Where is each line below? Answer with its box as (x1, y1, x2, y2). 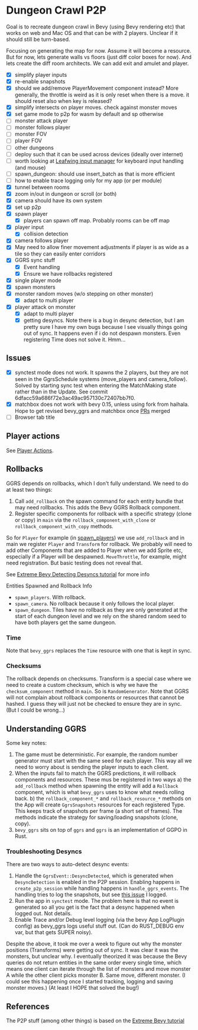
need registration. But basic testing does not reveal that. (6, 559, 143, 566)
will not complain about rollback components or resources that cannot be (6, 694, 184, 701)
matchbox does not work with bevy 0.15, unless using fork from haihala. (14, 401, 189, 408)
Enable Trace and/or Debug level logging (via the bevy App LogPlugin (14, 916, 185, 924)
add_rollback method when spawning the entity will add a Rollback (14, 782, 178, 790)
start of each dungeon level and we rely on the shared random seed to (14, 612, 187, 619)
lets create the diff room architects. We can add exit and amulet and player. (6, 60, 189, 67)
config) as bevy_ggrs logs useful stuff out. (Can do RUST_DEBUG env (14, 922, 184, 929)
